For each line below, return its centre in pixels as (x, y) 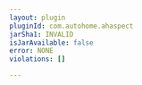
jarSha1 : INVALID (42, 34)
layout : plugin (38, 17)
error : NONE (31, 51)
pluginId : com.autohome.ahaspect (71, 26)
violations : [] (38, 59)
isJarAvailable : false (51, 42)
